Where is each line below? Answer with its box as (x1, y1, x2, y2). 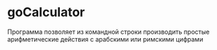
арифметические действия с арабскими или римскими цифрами (7, 35, 204, 43)
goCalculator (7, 4, 85, 20)
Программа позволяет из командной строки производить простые (7, 27, 210, 36)
